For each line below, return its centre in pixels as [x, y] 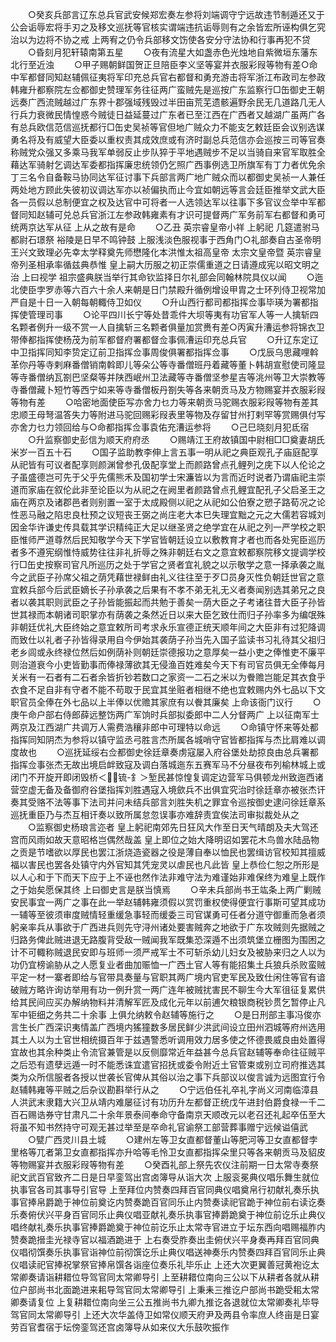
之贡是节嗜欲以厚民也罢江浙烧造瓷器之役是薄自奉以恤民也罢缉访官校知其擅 [163, 852]
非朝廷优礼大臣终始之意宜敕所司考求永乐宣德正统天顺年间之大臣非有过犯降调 [168, 627]
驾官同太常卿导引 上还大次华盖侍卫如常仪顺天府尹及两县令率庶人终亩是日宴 [165, 1314]
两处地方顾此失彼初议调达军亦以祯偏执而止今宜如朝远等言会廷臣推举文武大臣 [168, 189]
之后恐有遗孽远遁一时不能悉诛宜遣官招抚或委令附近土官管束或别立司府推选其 [168, 1064]
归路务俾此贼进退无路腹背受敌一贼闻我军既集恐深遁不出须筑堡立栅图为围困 [163, 939]
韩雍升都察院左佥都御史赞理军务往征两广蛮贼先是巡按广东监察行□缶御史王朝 [167, 89]
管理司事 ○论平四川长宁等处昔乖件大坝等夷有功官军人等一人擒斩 [168, 314]
